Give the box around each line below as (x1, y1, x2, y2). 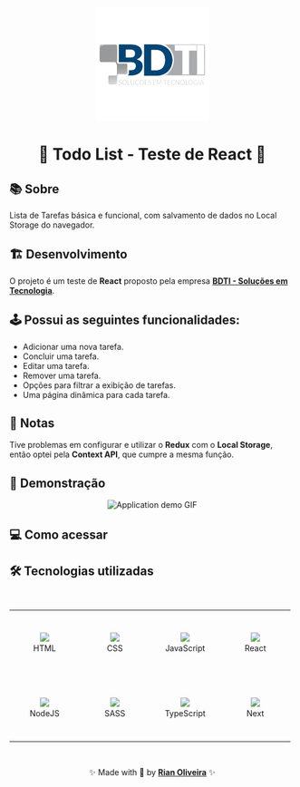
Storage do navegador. (9, 219, 95, 230)
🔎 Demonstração (9, 475, 106, 491)
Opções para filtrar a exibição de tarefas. (22, 379, 177, 391)
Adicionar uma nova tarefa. (22, 341, 124, 352)
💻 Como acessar (9, 527, 109, 542)
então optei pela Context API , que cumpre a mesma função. (9, 449, 235, 460)
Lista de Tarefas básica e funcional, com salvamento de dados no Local (9, 210, 277, 220)
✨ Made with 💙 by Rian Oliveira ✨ (89, 766, 216, 777)
